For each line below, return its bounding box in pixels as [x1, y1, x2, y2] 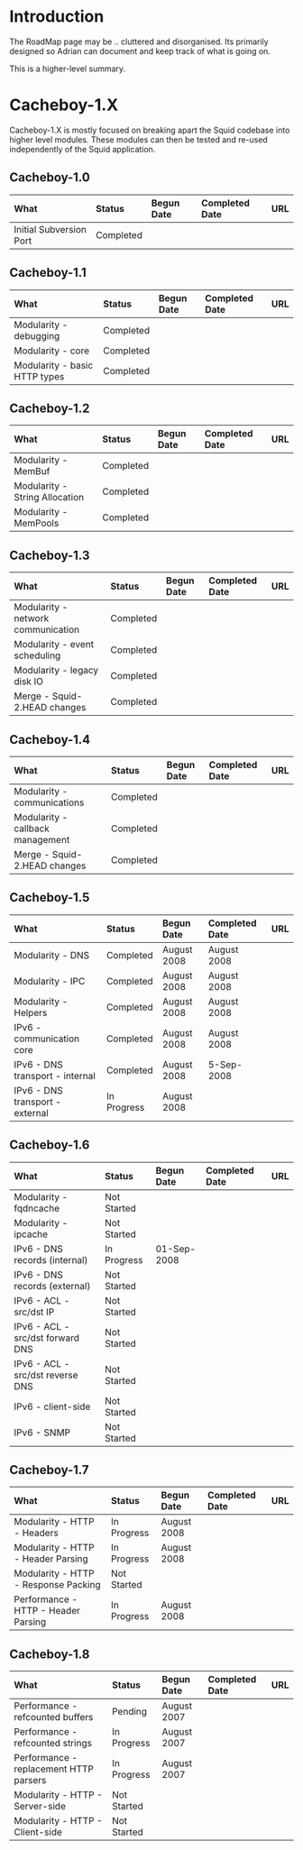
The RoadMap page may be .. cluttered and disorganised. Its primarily [9, 36, 269, 47]
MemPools [14, 517, 60, 529]
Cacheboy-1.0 [9, 169, 90, 186]
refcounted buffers [14, 1711, 94, 1724]
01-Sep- [155, 1242, 197, 1255]
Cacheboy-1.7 [9, 1462, 89, 1478]
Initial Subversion [14, 223, 87, 235]
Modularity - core [14, 344, 90, 357]
